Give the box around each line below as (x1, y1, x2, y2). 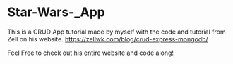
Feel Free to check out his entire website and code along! (7, 49, 174, 57)
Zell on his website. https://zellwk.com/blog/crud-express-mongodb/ (7, 34, 208, 43)
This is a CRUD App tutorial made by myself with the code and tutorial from (7, 27, 226, 36)
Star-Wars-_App (7, 4, 106, 20)
